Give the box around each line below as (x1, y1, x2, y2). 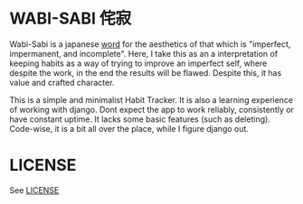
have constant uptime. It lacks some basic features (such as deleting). (9, 114, 271, 125)
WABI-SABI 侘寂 (9, 8, 132, 29)
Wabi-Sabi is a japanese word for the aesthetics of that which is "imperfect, (9, 38, 291, 50)
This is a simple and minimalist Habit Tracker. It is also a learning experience (9, 94, 294, 105)
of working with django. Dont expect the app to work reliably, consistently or (9, 104, 294, 115)
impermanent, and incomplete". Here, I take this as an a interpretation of (9, 48, 279, 59)
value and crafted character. (9, 77, 115, 88)
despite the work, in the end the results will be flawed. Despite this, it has (9, 67, 282, 78)
